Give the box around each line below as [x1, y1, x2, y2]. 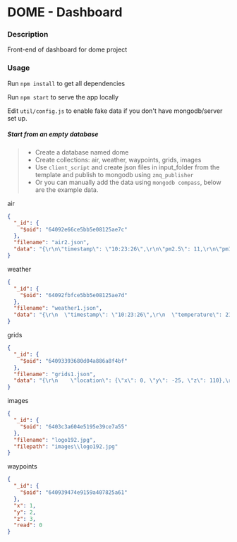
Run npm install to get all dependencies [7, 79, 126, 88]
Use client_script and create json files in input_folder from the [35, 163, 220, 171]
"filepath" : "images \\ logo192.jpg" [13, 442, 119, 450]
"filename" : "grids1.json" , [13, 371, 97, 378]
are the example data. [35, 185, 99, 194]
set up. [7, 114, 28, 122]
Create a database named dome [35, 147, 129, 156]
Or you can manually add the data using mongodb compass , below [35, 178, 221, 186]
